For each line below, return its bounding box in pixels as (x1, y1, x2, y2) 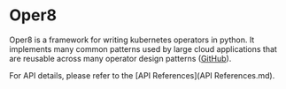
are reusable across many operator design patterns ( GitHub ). (9, 53, 232, 63)
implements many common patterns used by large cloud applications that (9, 43, 277, 54)
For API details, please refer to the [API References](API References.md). (9, 70, 275, 80)
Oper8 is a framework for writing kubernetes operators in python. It (9, 34, 255, 45)
